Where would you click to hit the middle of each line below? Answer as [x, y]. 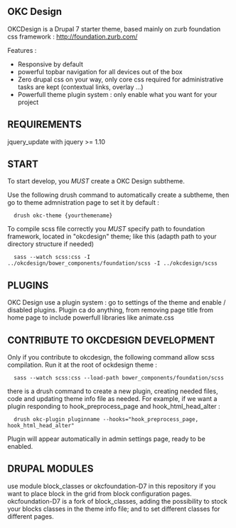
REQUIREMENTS [44, 125]
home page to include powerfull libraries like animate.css [91, 318]
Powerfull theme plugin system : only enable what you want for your [117, 94]
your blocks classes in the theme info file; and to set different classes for [114, 509]
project [28, 102]
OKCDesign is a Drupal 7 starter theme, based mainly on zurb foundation [114, 29]
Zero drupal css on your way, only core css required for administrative [120, 79]
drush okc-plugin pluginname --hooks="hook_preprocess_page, [106, 420]
